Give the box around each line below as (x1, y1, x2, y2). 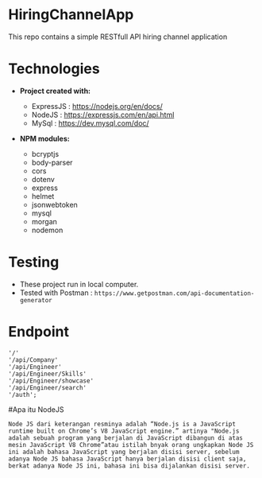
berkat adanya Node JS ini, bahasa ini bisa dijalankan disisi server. (8, 461, 250, 470)
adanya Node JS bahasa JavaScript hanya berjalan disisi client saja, (8, 455, 247, 463)
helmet (31, 191, 55, 200)
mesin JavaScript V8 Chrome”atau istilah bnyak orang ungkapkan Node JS (8, 441, 254, 449)
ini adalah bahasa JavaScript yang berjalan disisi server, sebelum (8, 448, 240, 456)
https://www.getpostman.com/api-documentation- (94, 289, 255, 297)
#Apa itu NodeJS (8, 404, 64, 414)
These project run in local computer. (19, 279, 139, 289)
